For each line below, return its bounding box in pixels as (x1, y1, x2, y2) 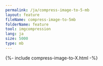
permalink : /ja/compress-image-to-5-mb (5, 7, 90, 13)
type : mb (5, 41, 24, 46)
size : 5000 (5, 36, 28, 41)
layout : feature (5, 12, 40, 17)
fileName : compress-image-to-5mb (5, 17, 76, 22)
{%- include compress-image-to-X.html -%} (5, 55, 98, 61)
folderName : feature (5, 21, 49, 27)
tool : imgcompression (5, 27, 51, 32)
